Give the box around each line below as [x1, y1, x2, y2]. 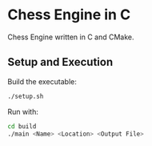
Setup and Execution [7, 55, 114, 69]
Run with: [7, 107, 39, 116]
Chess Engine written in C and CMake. [7, 32, 134, 42]
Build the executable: [7, 76, 77, 86]
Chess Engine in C [7, 6, 131, 24]
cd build [7, 122, 37, 130]
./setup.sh [7, 92, 44, 100]
